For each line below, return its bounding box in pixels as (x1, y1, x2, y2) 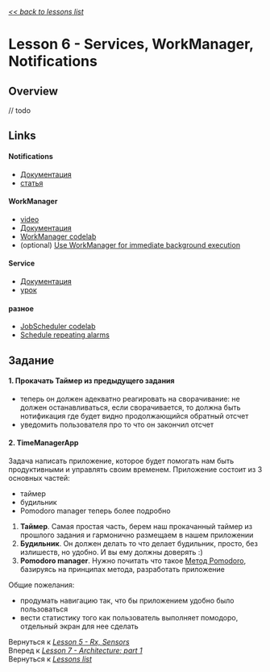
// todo (8, 106, 31, 115)
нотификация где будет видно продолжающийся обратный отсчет (19, 411, 249, 420)
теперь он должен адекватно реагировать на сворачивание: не (19, 394, 240, 403)
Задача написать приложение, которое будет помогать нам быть (8, 456, 235, 465)
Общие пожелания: (8, 580, 75, 590)
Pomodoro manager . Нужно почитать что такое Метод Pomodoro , (19, 556, 247, 566)
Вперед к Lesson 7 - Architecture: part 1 (8, 645, 143, 655)
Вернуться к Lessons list (8, 654, 93, 664)
